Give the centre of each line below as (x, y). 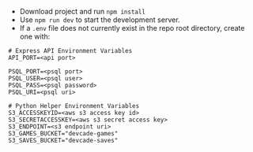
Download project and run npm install (83, 11)
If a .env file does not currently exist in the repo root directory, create (132, 28)
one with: (35, 36)
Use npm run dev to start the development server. (100, 20)
